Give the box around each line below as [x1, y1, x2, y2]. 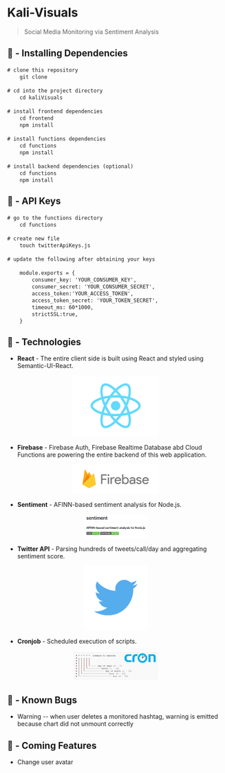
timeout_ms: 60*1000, [32, 304, 94, 311]
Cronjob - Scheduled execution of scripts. [17, 637, 138, 645]
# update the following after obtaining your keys [7, 256, 156, 263]
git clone [19, 74, 48, 80]
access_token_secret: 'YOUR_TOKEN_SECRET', [32, 297, 158, 304]
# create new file [7, 235, 60, 242]
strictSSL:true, [32, 311, 78, 318]
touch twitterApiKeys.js [19, 242, 91, 249]
